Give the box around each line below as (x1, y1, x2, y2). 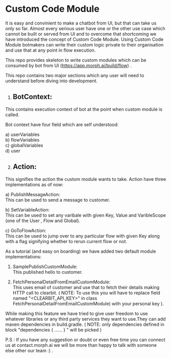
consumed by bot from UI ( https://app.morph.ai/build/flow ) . (5, 62, 132, 68)
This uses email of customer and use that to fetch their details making (12, 284, 160, 290)
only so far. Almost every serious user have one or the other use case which (5, 25, 166, 31)
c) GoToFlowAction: (5, 227, 46, 233)
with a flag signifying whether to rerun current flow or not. (5, 238, 128, 244)
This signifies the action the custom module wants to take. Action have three (5, 176, 166, 182)
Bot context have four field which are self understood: (5, 121, 119, 128)
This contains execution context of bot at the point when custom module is (5, 106, 162, 112)
